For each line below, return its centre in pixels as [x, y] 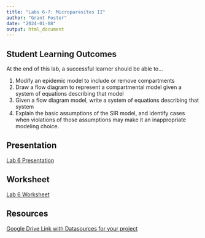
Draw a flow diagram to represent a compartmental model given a [99, 87]
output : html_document [35, 29]
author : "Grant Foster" [37, 18]
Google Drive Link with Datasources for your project [72, 228]
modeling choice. [37, 126]
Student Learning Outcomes [61, 54]
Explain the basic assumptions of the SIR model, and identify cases [100, 113]
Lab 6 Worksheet [28, 194]
